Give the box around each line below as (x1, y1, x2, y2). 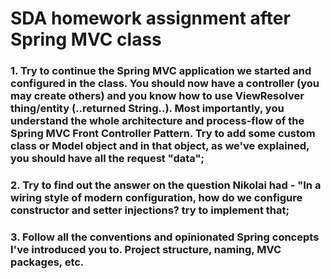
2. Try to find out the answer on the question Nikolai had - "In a (10, 178, 322, 192)
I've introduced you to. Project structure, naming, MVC (10, 242, 282, 256)
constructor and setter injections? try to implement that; (10, 203, 290, 217)
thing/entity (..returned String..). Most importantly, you (10, 102, 285, 116)
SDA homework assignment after (10, 7, 291, 30)
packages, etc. (10, 255, 85, 269)
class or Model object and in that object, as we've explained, (10, 139, 310, 153)
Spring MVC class (10, 28, 162, 51)
